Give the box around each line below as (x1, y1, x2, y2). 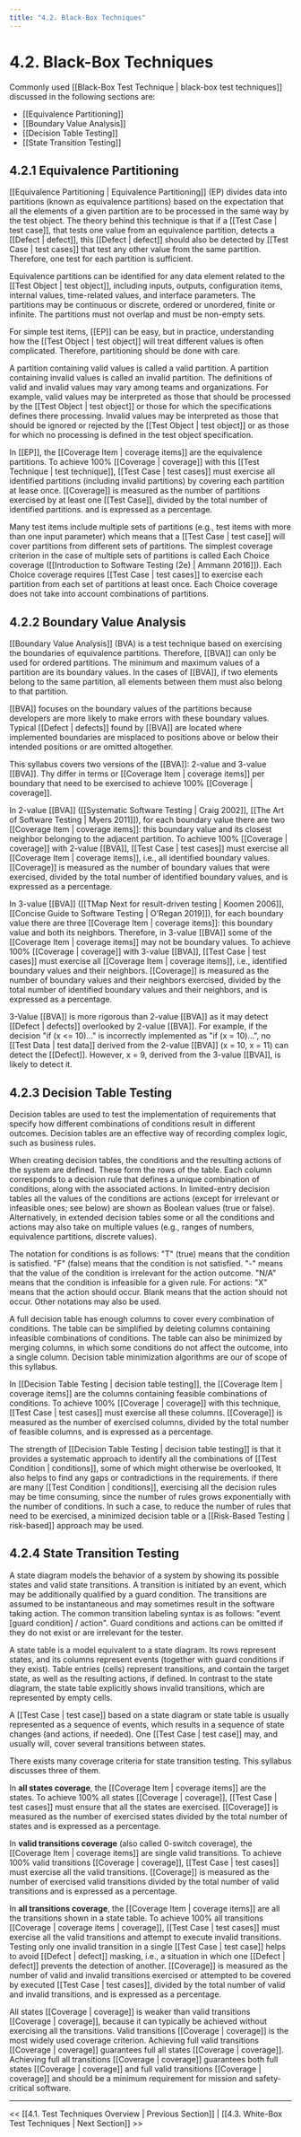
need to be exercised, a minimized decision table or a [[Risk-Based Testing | (9, 1511, 290, 1521)
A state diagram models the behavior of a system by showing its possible (9, 1570, 279, 1581)
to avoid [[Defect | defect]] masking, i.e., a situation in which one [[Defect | (9, 1950, 286, 1961)
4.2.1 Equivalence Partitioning (9, 162, 179, 178)
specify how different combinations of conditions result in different (9, 1118, 255, 1129)
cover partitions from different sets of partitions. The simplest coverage (9, 540, 273, 552)
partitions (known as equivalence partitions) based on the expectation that (9, 197, 284, 207)
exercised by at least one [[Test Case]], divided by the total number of (9, 495, 268, 505)
